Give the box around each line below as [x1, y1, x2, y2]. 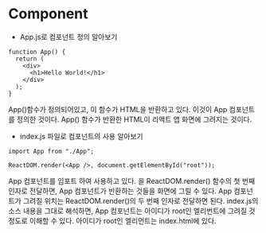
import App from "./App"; [8, 147, 94, 155]
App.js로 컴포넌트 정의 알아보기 [19, 32, 118, 41]
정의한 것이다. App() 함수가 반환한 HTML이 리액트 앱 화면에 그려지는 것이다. [16, 115, 252, 124]
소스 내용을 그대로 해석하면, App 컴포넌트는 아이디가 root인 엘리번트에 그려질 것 [8, 206, 256, 216]
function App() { [8, 48, 66, 56]
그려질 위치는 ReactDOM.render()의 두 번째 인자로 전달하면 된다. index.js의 [22, 196, 259, 205]
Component [8, 5, 89, 23]
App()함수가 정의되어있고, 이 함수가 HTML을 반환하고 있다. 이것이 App [8, 104, 228, 114]
